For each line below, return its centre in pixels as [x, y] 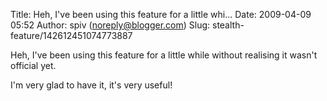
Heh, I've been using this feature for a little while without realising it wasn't [164, 55]
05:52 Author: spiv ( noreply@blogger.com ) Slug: [110, 25]
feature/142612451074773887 [71, 35]
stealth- [228, 25]
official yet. [33, 65]
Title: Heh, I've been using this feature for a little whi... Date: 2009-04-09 [161, 14]
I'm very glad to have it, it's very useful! [91, 85]
